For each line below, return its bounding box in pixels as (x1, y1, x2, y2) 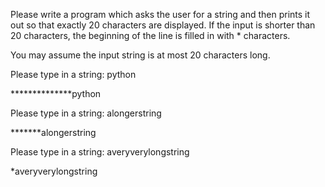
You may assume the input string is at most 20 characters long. (10, 49, 271, 61)
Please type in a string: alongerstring (10, 107, 162, 119)
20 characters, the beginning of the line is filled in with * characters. (10, 30, 291, 41)
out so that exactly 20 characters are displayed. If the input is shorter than (10, 19, 316, 31)
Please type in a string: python (10, 69, 137, 80)
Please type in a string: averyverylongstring (10, 146, 190, 158)
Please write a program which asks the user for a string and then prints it (10, 9, 311, 20)
